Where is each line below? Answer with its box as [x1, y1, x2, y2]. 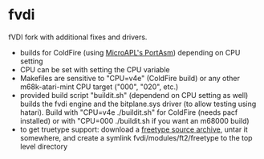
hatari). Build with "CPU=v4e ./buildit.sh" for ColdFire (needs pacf [19, 107, 238, 117]
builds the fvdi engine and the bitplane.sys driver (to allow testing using [19, 99, 257, 108]
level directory [19, 141, 68, 151]
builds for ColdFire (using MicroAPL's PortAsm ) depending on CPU [19, 47, 241, 57]
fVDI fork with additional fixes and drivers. [8, 32, 148, 42]
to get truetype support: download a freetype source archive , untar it [19, 124, 248, 134]
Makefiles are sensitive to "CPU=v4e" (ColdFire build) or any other [19, 73, 241, 83]
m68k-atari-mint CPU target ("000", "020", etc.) [19, 82, 179, 92]
